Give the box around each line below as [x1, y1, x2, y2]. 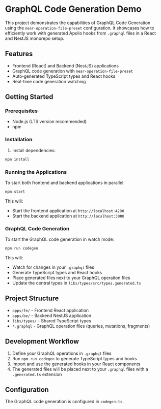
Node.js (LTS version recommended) [12, 119, 87, 125]
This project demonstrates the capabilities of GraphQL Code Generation [5, 20, 151, 26]
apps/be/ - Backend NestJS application [12, 313, 92, 318]
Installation [5, 136, 33, 143]
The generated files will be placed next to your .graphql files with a [12, 366, 148, 372]
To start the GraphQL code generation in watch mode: [5, 236, 114, 242]
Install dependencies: [12, 147, 56, 153]
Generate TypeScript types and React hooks [12, 269, 102, 275]
